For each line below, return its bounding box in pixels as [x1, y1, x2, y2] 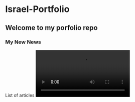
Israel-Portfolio [5, 3, 70, 15]
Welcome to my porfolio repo [5, 23, 98, 32]
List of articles [5, 92, 35, 98]
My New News [5, 38, 41, 45]
